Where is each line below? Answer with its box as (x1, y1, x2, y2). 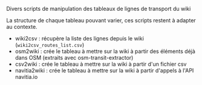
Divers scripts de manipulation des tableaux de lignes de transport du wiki (6, 5, 191, 12)
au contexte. (6, 24, 37, 30)
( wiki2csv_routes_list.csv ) (15, 42, 85, 48)
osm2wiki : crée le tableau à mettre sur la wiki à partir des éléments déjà (15, 48, 195, 55)
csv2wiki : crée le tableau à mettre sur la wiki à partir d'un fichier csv (15, 60, 187, 68)
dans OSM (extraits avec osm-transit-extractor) (15, 54, 134, 61)
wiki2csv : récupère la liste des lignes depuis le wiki (15, 35, 144, 42)
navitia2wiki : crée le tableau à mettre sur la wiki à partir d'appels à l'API (15, 67, 194, 74)
